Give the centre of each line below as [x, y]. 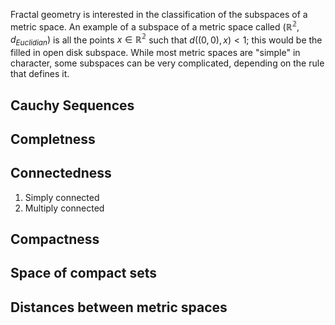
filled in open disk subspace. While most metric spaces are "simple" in [155, 53]
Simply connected [62, 197]
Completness [53, 139]
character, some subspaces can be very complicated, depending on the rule [167, 63]
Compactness [55, 239]
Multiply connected [64, 208]
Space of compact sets [84, 273]
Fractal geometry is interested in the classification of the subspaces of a [159, 14]
